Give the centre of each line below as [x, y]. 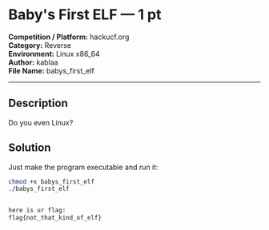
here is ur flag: [37, 210]
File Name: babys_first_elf [51, 70]
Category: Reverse [40, 45]
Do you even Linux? [41, 122]
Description [38, 103]
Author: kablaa [33, 62]
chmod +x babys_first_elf [51, 181]
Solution [30, 148]
